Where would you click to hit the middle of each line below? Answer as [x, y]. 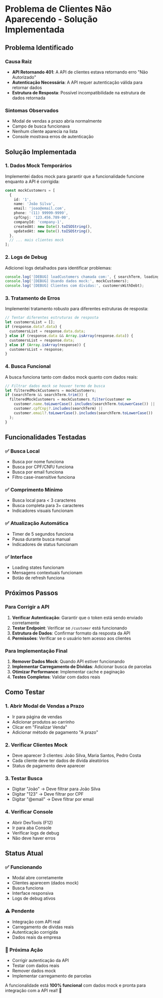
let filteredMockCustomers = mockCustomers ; [51, 390]
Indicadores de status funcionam [45, 544]
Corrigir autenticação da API [40, 960]
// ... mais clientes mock [37, 240]
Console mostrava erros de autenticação [53, 137]
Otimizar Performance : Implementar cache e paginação [68, 672]
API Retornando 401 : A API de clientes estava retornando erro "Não [80, 72]
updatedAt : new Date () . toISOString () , [53, 231]
